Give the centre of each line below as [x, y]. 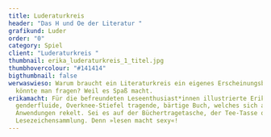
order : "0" [27, 38]
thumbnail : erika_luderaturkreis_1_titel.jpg [86, 61]
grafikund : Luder [38, 31]
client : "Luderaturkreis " [54, 53]
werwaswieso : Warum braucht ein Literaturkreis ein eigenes [112, 83]
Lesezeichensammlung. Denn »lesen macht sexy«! [97, 121]
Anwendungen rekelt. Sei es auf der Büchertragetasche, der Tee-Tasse [137, 114]
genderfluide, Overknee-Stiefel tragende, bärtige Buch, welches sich [137, 106]
